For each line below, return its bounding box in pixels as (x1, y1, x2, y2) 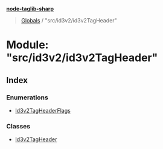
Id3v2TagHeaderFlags (14, 107, 71, 114)
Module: (6, 38, 49, 52)
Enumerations (6, 93, 48, 102)
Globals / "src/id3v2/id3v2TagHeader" (21, 17, 117, 24)
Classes (6, 122, 31, 130)
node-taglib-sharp (6, 5, 54, 12)
